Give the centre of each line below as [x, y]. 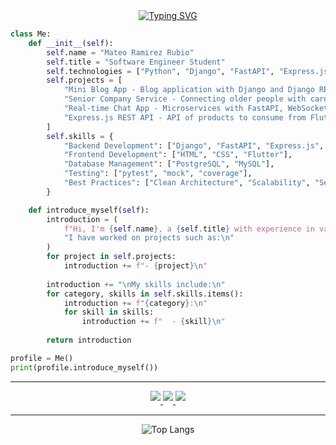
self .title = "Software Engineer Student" [136, 62]
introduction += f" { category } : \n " [135, 303]
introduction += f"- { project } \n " [135, 266]
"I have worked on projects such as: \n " [149, 238]
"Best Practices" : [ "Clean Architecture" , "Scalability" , [187, 183]
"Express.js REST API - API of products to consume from [185, 117]
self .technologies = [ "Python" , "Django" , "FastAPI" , [160, 71]
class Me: [31, 34]
